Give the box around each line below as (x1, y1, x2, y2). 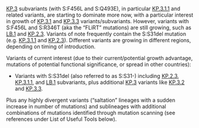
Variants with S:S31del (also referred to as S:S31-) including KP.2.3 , (14, 73, 179, 79)
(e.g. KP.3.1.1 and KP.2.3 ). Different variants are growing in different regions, (6, 37, 191, 43)
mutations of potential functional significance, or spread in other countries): (6, 61, 191, 68)
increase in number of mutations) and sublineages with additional (6, 103, 166, 110)
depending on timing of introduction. (6, 43, 96, 50)
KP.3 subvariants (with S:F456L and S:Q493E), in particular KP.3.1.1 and (6, 5, 181, 12)
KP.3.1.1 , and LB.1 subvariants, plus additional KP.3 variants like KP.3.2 (14, 79, 185, 86)
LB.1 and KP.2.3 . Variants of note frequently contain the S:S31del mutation (6, 30, 187, 38)
